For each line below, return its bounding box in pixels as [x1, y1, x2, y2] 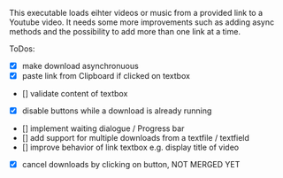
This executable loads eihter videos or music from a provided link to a [9, 8, 264, 18]
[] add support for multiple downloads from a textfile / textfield [21, 133, 250, 143]
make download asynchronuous [21, 61, 139, 71]
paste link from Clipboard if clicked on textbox [21, 71, 190, 81]
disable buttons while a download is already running [21, 105, 212, 116]
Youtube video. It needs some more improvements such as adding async [9, 17, 275, 27]
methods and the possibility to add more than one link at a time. [9, 27, 241, 36]
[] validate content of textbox [21, 89, 128, 99]
